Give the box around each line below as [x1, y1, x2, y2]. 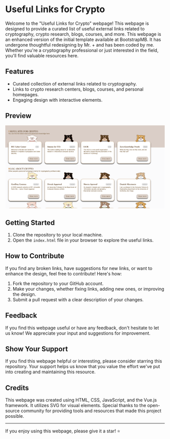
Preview [5, 111, 32, 120]
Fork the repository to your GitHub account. [12, 280, 104, 287]
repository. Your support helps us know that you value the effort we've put [5, 364, 160, 370]
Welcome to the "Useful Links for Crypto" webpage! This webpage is [5, 20, 149, 26]
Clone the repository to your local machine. [12, 231, 103, 237]
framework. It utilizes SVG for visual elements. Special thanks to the [5, 403, 147, 409]
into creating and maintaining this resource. [5, 369, 96, 375]
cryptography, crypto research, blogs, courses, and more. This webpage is [5, 31, 161, 37]
